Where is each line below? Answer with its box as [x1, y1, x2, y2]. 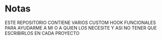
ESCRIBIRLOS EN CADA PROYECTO [5, 30, 80, 36]
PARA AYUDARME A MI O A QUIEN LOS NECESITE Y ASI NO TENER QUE [5, 24, 157, 30]
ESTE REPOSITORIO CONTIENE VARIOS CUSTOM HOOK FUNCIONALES [5, 19, 156, 25]
